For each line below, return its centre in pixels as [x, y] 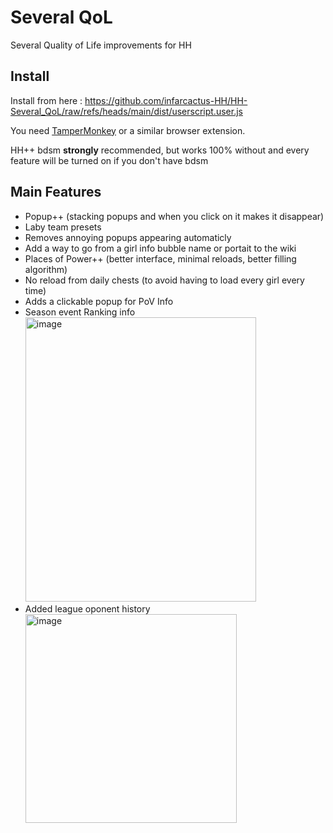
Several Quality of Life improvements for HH [101, 45]
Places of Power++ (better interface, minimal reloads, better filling [160, 258]
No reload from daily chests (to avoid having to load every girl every [164, 280]
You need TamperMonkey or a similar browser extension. [128, 130]
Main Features [56, 192]
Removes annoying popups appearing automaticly [128, 237]
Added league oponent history [87, 608]
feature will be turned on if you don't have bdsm [109, 160]
